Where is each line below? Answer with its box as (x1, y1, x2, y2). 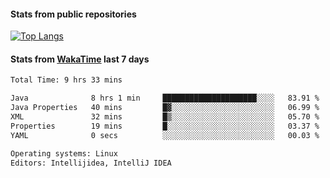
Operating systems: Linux (10, 148, 118, 159)
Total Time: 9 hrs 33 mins (10, 75, 123, 85)
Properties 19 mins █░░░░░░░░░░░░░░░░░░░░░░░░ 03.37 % (10, 121, 320, 131)
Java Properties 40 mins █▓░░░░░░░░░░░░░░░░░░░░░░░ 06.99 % (10, 103, 320, 113)
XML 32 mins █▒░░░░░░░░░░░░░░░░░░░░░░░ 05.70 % (10, 112, 320, 122)
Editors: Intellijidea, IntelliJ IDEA (10, 158, 172, 168)
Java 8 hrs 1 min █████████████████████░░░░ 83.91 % (10, 93, 320, 104)
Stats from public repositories (10, 8, 137, 20)
